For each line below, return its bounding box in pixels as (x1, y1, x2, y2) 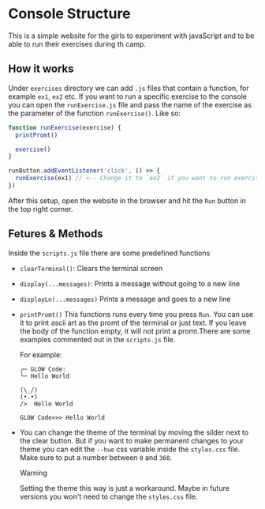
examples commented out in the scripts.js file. (19, 334, 176, 344)
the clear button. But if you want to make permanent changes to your (19, 435, 244, 445)
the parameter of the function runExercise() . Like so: (8, 108, 181, 118)
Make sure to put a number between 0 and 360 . (19, 452, 172, 462)
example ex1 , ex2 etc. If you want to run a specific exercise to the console (8, 92, 247, 101)
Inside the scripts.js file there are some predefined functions (8, 248, 211, 258)
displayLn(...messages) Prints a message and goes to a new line (19, 294, 231, 304)
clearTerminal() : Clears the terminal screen (19, 263, 163, 273)
